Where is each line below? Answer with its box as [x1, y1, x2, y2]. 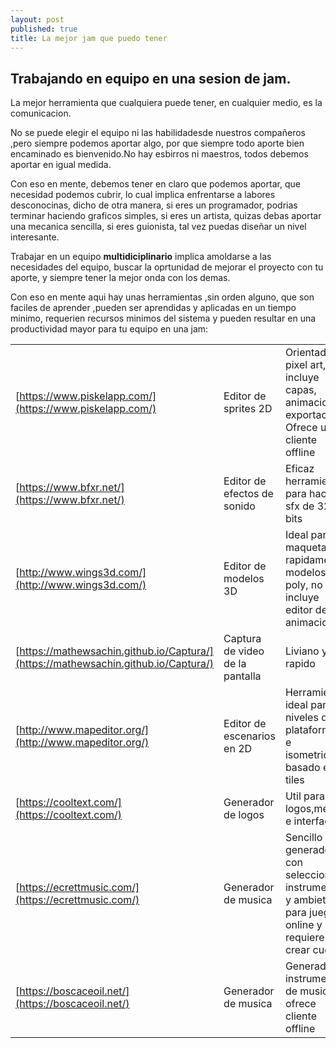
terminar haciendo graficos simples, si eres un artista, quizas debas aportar [10, 210, 322, 222]
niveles [284, 711, 319, 725]
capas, [284, 383, 317, 397]
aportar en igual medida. [10, 159, 112, 171]
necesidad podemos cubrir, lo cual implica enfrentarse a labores [10, 189, 276, 201]
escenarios [223, 729, 276, 743]
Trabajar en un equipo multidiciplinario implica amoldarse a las [10, 251, 272, 263]
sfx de [284, 499, 315, 513]
